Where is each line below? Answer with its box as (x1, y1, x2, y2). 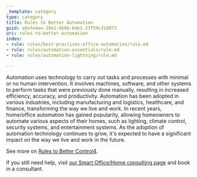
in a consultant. (6, 165, 44, 172)
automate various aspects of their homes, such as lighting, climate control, (6, 117, 187, 124)
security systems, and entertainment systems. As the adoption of (6, 123, 165, 131)
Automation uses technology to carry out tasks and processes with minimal (6, 74, 189, 81)
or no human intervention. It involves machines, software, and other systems (6, 80, 192, 87)
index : (6, 36, 22, 42)
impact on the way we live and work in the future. (6, 136, 126, 143)
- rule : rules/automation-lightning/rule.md (6, 52, 117, 58)
